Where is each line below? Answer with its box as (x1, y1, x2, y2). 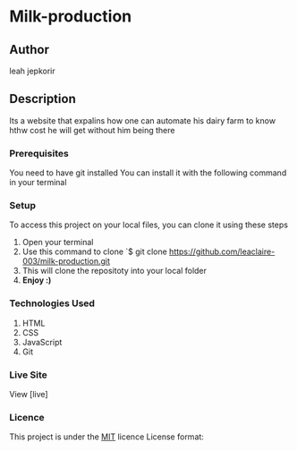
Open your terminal (21, 237, 94, 248)
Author (9, 42, 49, 57)
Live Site (9, 369, 47, 381)
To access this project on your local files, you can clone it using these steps (9, 219, 289, 230)
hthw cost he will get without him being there (9, 124, 175, 135)
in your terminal (9, 177, 67, 188)
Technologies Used (9, 297, 96, 310)
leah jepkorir (9, 65, 55, 76)
